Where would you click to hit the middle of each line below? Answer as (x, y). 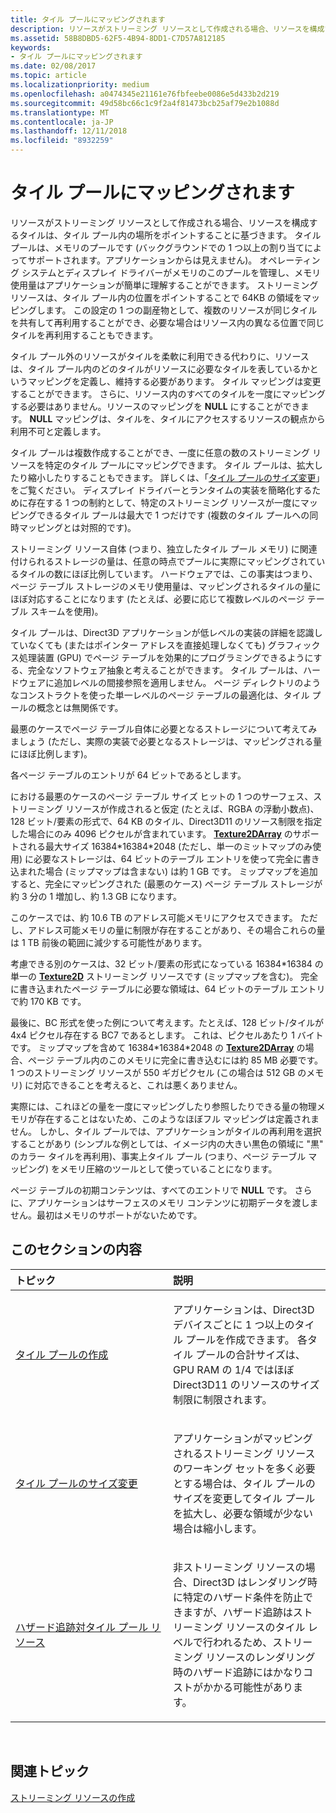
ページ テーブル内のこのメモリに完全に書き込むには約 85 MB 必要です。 (175, 1060)
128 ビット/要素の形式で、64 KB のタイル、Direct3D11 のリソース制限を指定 (166, 821)
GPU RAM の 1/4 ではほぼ (234, 1369)
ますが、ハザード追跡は (238, 1612)
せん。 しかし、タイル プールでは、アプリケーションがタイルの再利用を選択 (166, 1131)
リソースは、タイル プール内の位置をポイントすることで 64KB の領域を (156, 297)
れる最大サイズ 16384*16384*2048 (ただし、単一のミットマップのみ (170, 846)
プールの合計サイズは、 (250, 1354)
